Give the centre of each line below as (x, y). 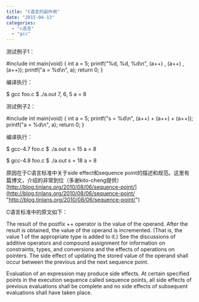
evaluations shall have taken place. (49, 292)
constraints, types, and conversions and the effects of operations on (91, 249)
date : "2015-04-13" (30, 17)
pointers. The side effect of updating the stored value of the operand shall (97, 256)
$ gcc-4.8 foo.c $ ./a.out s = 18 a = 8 (51, 161)
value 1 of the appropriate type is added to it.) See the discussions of (91, 237)
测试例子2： (21, 107)
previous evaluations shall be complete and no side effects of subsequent (97, 286)
